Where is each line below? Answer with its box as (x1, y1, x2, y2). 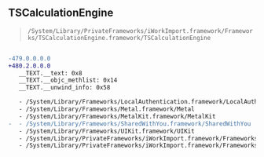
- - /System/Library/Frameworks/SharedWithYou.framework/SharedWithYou (8, 119, 251, 128)
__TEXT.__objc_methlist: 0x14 (18, 76, 118, 85)
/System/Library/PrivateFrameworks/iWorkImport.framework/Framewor (27, 27, 253, 35)
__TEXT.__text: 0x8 (18, 69, 82, 77)
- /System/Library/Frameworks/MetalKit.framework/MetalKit (18, 112, 216, 120)
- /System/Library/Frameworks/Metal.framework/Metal (18, 105, 195, 113)
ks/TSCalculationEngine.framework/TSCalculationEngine (27, 34, 211, 42)
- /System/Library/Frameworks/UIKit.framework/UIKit (18, 127, 195, 135)
